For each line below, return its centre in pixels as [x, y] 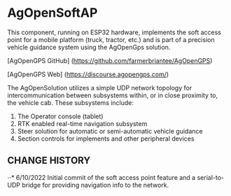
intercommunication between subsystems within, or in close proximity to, [113, 95]
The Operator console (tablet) [60, 116]
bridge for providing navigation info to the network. [96, 185]
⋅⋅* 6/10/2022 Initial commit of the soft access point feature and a [101, 177]
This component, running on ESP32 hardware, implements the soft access [114, 32]
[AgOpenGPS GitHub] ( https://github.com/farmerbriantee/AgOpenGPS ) [110, 60]
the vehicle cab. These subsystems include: [71, 102]
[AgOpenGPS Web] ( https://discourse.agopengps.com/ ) [88, 74]
